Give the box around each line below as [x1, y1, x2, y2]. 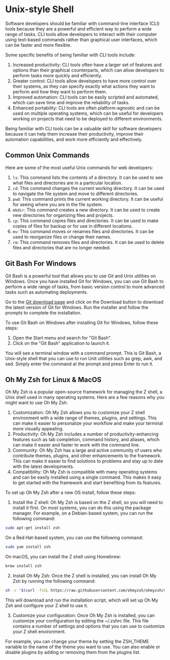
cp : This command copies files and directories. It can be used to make [12, 217, 159, 224]
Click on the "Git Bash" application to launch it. [12, 340, 110, 346]
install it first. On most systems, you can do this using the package [12, 505, 151, 511]
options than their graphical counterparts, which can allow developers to [12, 67, 164, 73]
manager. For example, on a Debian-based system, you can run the [12, 510, 153, 516]
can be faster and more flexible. [5, 42, 72, 48]
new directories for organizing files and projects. [12, 212, 114, 218]
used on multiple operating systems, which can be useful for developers [12, 110, 163, 116]
